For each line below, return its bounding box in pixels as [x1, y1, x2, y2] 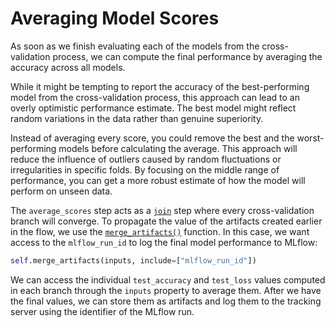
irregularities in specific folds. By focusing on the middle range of [10, 163, 280, 176]
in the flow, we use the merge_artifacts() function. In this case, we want [10, 225, 310, 237]
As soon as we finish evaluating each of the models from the [10, 40, 260, 52]
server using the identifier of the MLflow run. [10, 305, 195, 317]
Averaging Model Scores [10, 7, 220, 30]
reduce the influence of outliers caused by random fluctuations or [10, 153, 282, 165]
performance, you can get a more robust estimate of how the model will [10, 174, 306, 186]
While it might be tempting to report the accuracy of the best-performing [10, 80, 310, 92]
